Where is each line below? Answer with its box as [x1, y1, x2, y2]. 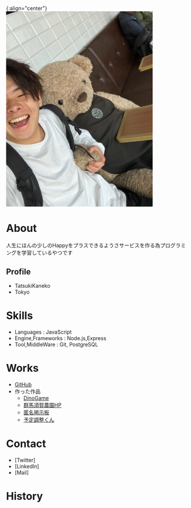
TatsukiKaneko [14, 282, 51, 289]
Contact [6, 437, 46, 450]
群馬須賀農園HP [23, 401, 62, 408]
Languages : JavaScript [14, 328, 72, 335]
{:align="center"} [6, 5, 47, 12]
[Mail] [14, 469, 29, 476]
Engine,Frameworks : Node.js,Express [14, 334, 107, 342]
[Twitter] [14, 456, 36, 463]
